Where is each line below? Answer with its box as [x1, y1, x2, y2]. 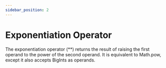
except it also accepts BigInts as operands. [5, 57, 96, 63]
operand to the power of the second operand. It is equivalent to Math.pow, [5, 51, 161, 57]
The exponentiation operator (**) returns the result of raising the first [5, 46, 150, 52]
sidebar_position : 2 [5, 7, 49, 13]
